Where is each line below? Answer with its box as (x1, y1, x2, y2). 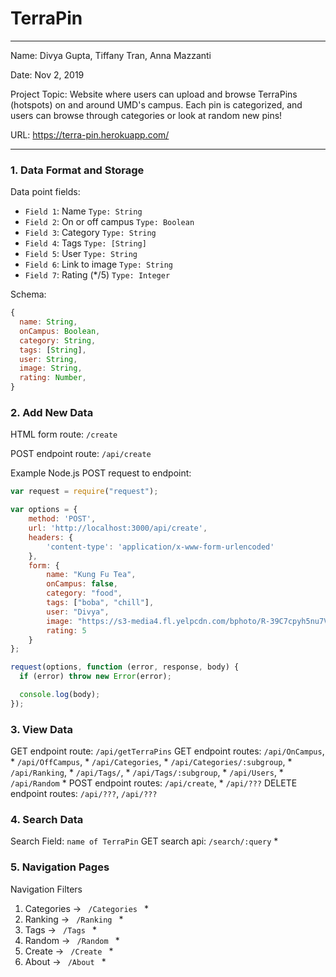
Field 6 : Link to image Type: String (24, 258, 173, 271)
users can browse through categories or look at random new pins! (10, 109, 283, 121)
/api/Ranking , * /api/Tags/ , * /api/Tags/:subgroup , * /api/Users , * (10, 767, 284, 779)
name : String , (19, 317, 78, 327)
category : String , (19, 335, 97, 346)
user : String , (19, 354, 78, 364)
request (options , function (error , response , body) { (10, 662, 240, 672)
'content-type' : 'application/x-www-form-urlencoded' (46, 542, 275, 552)
